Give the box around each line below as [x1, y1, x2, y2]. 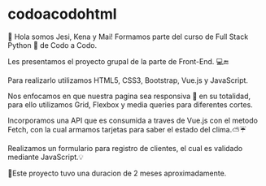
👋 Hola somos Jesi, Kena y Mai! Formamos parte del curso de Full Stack [7, 32, 249, 41]
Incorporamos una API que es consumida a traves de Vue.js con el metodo [7, 115, 258, 125]
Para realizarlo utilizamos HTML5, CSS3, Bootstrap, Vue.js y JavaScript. [7, 75, 249, 85]
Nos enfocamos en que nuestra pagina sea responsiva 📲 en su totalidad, [7, 91, 251, 101]
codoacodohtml [7, 5, 117, 24]
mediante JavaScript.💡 [7, 152, 85, 162]
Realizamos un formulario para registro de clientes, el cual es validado [7, 143, 243, 153]
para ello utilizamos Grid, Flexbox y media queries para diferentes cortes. [7, 99, 253, 110]
